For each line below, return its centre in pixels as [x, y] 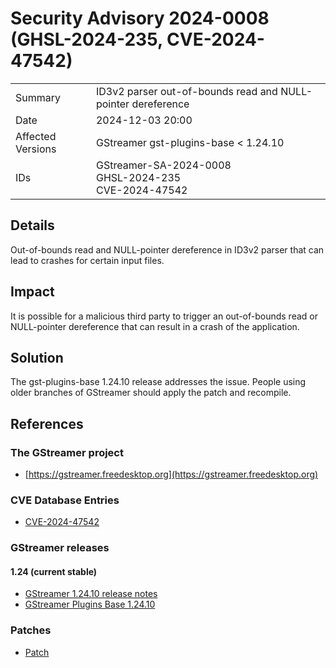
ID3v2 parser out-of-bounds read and [186, 91]
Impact [32, 292]
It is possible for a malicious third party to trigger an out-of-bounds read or [164, 316]
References [47, 423]
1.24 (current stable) [54, 571]
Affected [36, 136]
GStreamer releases [60, 548]
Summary [38, 97]
